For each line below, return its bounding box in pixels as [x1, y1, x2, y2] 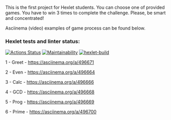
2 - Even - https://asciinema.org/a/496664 [5, 69, 95, 76]
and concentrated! [5, 15, 44, 21]
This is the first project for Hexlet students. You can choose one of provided [5, 5, 165, 10]
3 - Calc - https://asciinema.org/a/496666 [5, 79, 94, 85]
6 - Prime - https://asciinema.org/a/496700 [5, 109, 97, 115]
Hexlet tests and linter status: [5, 38, 80, 45]
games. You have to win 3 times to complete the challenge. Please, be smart [5, 10, 166, 16]
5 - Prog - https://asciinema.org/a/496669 [5, 99, 94, 105]
